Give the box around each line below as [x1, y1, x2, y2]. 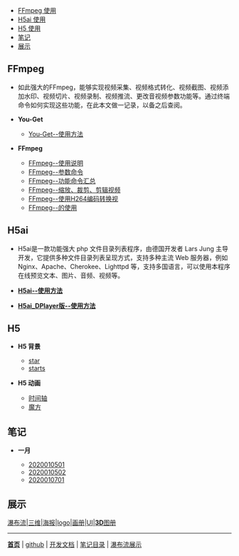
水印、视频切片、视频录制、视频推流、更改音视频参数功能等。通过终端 [23, 91, 230, 100]
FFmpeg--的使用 [28, 203, 78, 212]
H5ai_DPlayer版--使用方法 [17, 301, 96, 310]
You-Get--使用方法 [28, 129, 84, 138]
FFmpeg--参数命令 [28, 167, 84, 176]
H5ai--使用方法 [17, 286, 63, 295]
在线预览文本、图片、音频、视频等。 [17, 271, 124, 280]
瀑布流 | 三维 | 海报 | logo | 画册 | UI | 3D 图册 [7, 518, 117, 527]
